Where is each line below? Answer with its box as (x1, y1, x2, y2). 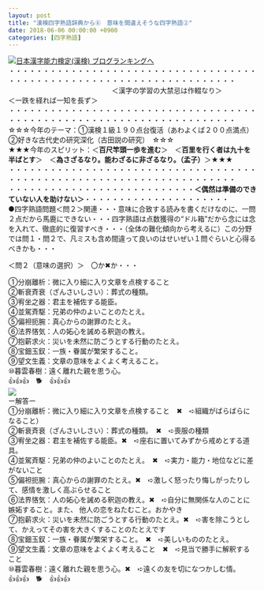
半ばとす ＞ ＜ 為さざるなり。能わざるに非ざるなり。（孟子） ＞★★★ (8, 155, 233, 164)
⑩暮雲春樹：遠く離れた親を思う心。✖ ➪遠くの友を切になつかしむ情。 (8, 564, 240, 573)
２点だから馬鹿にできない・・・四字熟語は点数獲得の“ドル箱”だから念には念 (8, 214, 256, 224)
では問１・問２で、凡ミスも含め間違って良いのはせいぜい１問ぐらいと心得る (8, 234, 256, 243)
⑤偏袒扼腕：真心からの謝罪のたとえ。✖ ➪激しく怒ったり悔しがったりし (8, 475, 251, 485)
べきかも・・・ (8, 244, 57, 254)
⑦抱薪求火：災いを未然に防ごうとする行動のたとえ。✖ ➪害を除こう (8, 515, 236, 524)
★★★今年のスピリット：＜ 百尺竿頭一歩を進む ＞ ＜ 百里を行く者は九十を (8, 145, 251, 155)
